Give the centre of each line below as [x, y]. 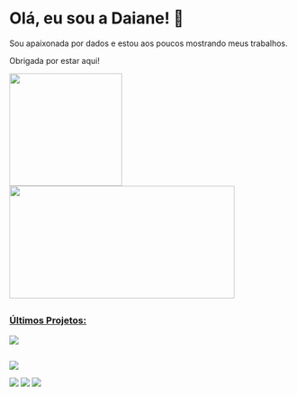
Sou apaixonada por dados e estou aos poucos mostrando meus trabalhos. [148, 43]
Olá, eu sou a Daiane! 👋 [97, 18]
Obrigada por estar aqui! [55, 60]
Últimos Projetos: [48, 320]
